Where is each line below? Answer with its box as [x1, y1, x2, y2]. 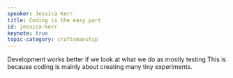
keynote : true [7, 29, 49, 37]
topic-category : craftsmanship [7, 36, 98, 43]
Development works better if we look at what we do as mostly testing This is [7, 55, 227, 63]
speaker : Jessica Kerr [7, 10, 73, 17]
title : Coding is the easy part [7, 17, 101, 24]
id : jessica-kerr [7, 23, 58, 30]
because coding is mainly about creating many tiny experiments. [7, 63, 193, 71]
